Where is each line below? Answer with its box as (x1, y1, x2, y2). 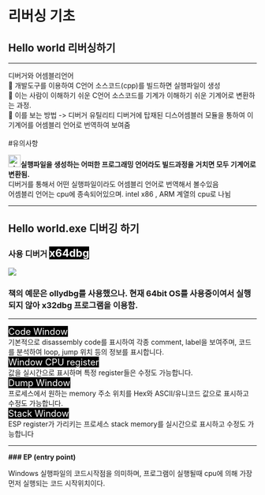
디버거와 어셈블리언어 (8, 71, 74, 80)
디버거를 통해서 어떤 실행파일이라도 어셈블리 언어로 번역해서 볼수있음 (8, 179, 219, 189)
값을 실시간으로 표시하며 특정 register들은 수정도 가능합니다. (8, 368, 193, 377)
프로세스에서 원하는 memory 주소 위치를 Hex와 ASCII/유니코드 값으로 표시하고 (8, 388, 250, 398)
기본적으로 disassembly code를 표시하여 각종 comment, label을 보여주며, (8, 337, 237, 347)
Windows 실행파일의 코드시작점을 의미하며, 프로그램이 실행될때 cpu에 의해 (8, 468, 238, 478)
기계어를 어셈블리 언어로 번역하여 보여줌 (8, 120, 131, 129)
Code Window (8, 325, 69, 337)
